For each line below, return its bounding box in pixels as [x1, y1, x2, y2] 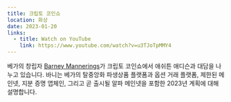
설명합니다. [7, 88, 37, 96]
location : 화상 [7, 17, 48, 23]
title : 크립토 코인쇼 [7, 10, 61, 17]
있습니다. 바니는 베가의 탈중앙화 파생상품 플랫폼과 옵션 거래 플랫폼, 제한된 [19, 70, 218, 79]
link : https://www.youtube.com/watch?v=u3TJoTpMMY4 [19, 42, 172, 49]
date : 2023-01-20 [7, 23, 57, 30]
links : [7, 29, 26, 37]
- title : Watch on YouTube [13, 36, 91, 43]
